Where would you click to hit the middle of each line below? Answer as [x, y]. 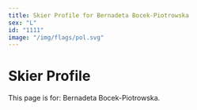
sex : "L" [23, 23]
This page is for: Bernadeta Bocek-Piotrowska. [84, 98]
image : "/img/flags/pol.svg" [56, 37]
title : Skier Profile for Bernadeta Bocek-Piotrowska [99, 15]
